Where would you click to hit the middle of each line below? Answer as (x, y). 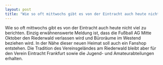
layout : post (18, 9)
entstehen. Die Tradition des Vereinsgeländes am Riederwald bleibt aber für (81, 48)
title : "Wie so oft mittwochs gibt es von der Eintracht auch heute (76, 14)
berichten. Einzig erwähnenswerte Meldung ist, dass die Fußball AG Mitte (78, 33)
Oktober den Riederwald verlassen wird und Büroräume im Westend (73, 38)
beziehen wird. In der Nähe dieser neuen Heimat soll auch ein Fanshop (76, 43)
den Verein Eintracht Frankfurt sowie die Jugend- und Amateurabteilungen (80, 53)
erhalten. (14, 58)
